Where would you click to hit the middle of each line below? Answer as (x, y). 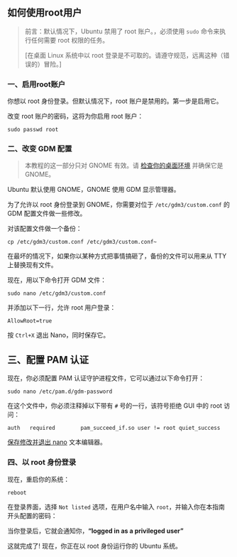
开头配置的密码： (32, 515)
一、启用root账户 (37, 84)
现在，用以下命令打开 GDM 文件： (57, 280)
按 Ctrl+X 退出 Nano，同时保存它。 (59, 335)
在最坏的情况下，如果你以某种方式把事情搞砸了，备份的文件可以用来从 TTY (117, 256)
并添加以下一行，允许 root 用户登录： (62, 308)
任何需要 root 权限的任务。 (70, 40)
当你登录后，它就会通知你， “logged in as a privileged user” (95, 531)
